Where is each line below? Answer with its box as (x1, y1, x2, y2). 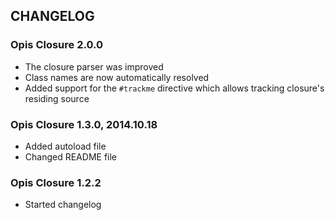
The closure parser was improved (24, 60, 164, 73)
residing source (24, 92, 90, 104)
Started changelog (24, 199, 102, 211)
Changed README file (24, 150, 118, 163)
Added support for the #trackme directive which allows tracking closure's (24, 82, 325, 94)
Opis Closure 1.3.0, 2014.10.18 (10, 117, 158, 131)
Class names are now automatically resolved (24, 71, 210, 83)
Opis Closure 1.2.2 (10, 175, 102, 189)
